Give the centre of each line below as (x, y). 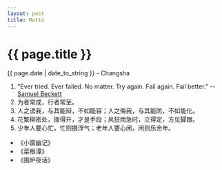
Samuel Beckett (39, 94)
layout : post (26, 13)
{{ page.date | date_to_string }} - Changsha (69, 73)
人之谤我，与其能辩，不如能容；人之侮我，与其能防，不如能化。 (108, 111)
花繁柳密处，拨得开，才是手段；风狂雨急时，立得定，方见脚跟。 (108, 120)
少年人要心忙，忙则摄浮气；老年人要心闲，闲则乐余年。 (95, 128)
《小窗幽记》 (35, 143)
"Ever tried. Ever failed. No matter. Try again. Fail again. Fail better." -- (116, 86)
